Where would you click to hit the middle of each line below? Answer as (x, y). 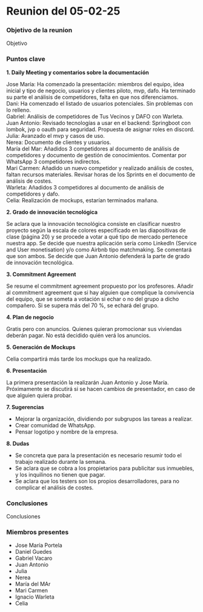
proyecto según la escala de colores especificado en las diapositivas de (96, 230)
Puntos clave (26, 59)
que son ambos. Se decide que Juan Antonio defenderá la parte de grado (98, 256)
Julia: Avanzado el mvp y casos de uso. (55, 135)
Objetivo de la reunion (39, 30)
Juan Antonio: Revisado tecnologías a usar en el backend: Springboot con (98, 123)
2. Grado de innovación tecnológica (52, 212)
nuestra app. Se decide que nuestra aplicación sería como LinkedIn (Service (101, 243)
